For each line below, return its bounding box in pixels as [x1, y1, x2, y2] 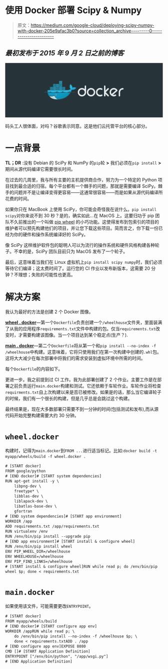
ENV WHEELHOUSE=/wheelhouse [5, 554, 64, 559]
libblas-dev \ [14, 494, 43, 499]
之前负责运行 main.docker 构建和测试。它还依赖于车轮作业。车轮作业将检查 [9, 383, 161, 389]
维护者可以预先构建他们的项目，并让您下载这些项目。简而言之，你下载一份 [5, 225, 158, 231]
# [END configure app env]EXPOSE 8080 [5, 644, 86, 649]
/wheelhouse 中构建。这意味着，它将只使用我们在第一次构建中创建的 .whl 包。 [5, 349, 161, 355]
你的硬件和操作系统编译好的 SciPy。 [13, 232, 88, 238]
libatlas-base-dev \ [14, 504, 57, 509]
